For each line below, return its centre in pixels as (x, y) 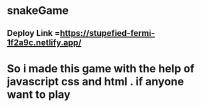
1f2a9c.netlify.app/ (44, 42)
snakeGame (38, 11)
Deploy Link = (34, 33)
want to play (39, 94)
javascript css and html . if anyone (96, 81)
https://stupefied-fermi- (107, 33)
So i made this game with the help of (101, 68)
